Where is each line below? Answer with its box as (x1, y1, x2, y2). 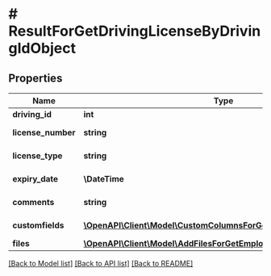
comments (12, 197, 55, 207)
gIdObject (8, 40, 77, 57)
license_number (12, 127, 76, 138)
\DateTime (83, 174, 125, 184)
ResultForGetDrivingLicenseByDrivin (8, 22, 261, 40)
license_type (12, 150, 63, 161)
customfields (12, 220, 65, 231)
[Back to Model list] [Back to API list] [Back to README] (8, 259, 194, 268)
